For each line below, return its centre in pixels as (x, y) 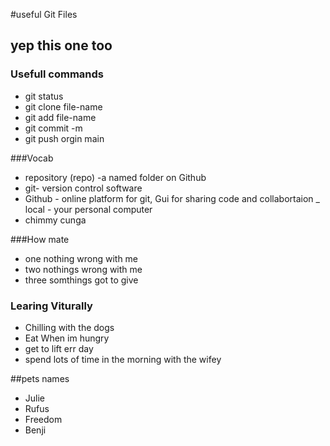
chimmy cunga (55, 220)
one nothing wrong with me (81, 258)
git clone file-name (63, 106)
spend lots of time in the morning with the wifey (123, 359)
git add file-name (60, 117)
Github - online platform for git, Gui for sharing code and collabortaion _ (172, 198)
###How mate (40, 239)
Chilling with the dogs (69, 327)
